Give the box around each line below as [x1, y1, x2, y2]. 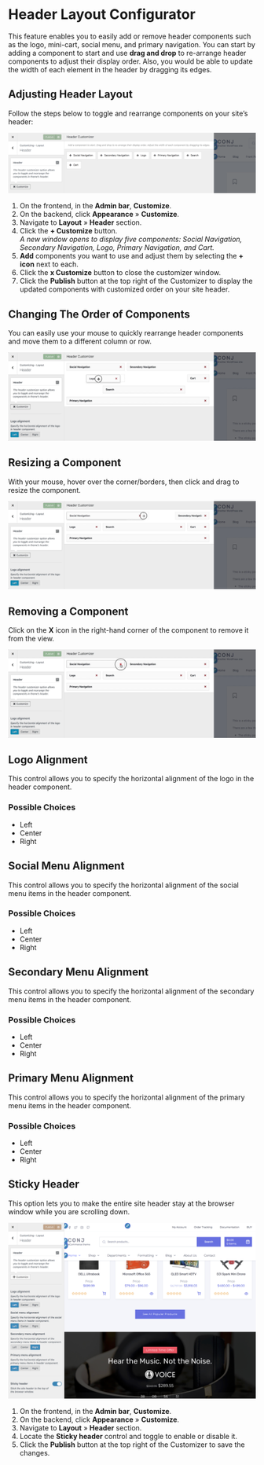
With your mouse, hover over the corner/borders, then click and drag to [8, 477, 240, 486]
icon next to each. [19, 259, 79, 269]
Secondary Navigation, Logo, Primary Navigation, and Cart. [19, 243, 214, 252]
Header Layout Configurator [8, 6, 196, 24]
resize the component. [8, 485, 81, 494]
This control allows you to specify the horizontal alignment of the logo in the [8, 774, 255, 784]
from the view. [8, 634, 55, 643]
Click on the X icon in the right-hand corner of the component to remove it [8, 626, 249, 634]
